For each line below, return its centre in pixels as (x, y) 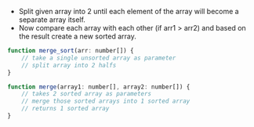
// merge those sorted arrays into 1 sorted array (106, 101)
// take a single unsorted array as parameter (99, 58)
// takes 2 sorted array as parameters (87, 94)
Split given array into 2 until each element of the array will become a (129, 11)
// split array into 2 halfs (69, 65)
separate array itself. (52, 20)
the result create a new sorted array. (77, 36)
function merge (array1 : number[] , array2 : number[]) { (99, 87)
